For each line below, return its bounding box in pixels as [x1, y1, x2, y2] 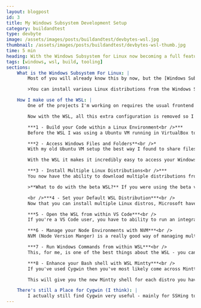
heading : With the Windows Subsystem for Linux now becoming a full [6, 53, 181, 59]
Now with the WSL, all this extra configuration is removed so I [28, 113, 194, 120]
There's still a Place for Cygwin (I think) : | [17, 288, 138, 294]
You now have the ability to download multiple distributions [28, 173, 186, 179]
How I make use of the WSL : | [17, 97, 93, 103]
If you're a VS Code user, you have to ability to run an [28, 216, 175, 223]
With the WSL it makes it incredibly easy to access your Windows [28, 157, 197, 163]
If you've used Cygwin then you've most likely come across [28, 266, 181, 272]
